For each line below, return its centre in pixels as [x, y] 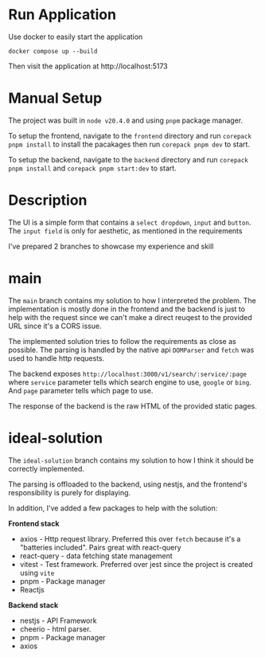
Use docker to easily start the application [76, 37]
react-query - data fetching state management [96, 556]
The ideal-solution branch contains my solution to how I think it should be [131, 460]
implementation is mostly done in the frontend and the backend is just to [127, 309]
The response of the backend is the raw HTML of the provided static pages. [132, 406]
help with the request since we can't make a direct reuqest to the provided [130, 317]
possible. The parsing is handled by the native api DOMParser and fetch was [131, 350]
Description [48, 200]
